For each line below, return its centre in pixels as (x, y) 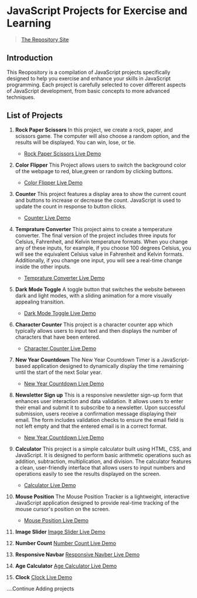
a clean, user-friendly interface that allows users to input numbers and (100, 467)
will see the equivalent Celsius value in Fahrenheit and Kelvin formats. (99, 254)
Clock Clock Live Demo (44, 577)
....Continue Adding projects (40, 589)
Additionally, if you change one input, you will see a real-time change (98, 260)
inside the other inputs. (43, 266)
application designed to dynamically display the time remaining (108, 366)
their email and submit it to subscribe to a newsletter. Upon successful (100, 407)
